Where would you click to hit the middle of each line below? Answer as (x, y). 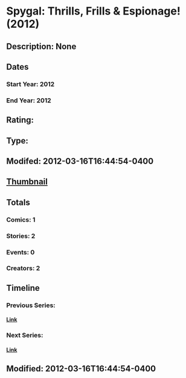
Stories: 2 (21, 236)
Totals (18, 202)
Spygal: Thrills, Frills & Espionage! (94, 11)
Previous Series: (31, 305)
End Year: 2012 (29, 100)
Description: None (41, 46)
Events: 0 (21, 252)
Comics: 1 (21, 219)
